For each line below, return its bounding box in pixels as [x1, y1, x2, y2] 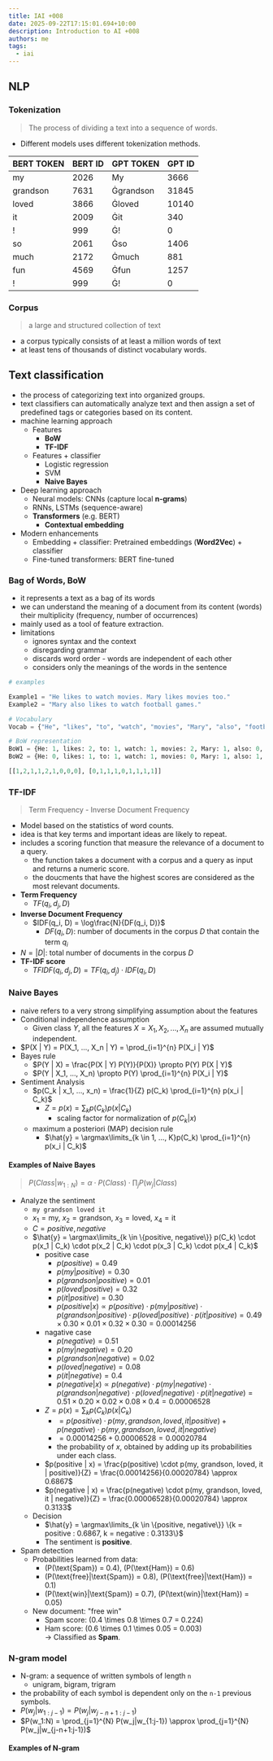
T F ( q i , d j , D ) [32, 899, 71, 910]
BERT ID [71, 158, 104, 169]
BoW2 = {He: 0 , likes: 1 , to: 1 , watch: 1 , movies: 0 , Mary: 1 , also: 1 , [8, 752, 264, 761]
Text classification [8, 368, 104, 383]
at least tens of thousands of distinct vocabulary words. [19, 344, 207, 354]
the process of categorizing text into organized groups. [19, 390, 206, 400]
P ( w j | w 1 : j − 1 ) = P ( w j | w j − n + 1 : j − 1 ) [19, 1706, 137, 1717]
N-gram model [8, 1652, 67, 1663]
